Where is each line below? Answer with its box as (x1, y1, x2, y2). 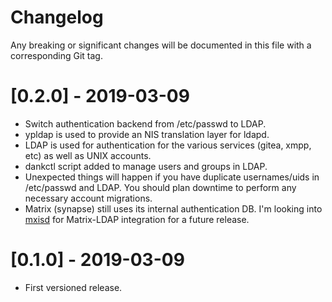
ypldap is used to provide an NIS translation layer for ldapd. (24, 128, 270, 140)
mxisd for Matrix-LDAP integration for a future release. (24, 213, 250, 225)
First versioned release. (24, 281, 123, 293)
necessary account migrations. (24, 192, 153, 204)
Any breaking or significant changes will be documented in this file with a (10, 39, 312, 51)
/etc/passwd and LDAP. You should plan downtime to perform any (24, 181, 297, 193)
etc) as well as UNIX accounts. (24, 149, 152, 161)
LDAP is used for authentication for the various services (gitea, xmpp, (24, 139, 312, 151)
